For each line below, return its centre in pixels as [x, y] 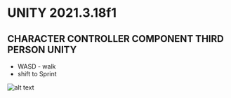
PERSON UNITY [42, 49]
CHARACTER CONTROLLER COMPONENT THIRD [115, 39]
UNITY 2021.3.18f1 [62, 13]
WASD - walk [37, 66]
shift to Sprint [37, 74]
